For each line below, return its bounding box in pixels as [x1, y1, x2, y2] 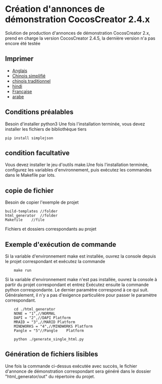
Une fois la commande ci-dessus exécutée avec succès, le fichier [5, 363, 138, 369]
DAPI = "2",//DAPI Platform [14, 315, 71, 320]
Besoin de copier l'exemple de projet [5, 199, 79, 205]
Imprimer [5, 55, 34, 63]
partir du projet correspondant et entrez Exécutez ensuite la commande [5, 282, 149, 288]
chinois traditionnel [12, 78, 51, 84]
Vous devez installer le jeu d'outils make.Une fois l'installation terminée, [5, 162, 149, 168]
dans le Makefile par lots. [5, 172, 56, 178]
